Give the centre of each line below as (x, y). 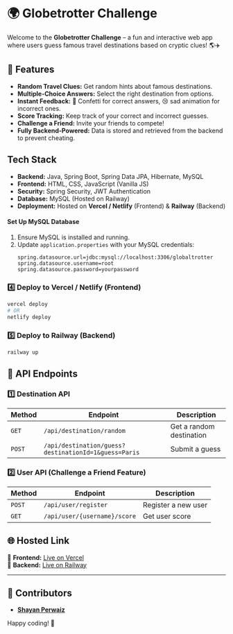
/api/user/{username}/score (90, 516)
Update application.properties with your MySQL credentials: (106, 244)
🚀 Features (31, 70)
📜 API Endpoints (43, 374)
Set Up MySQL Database (43, 222)
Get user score (167, 516)
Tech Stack (32, 160)
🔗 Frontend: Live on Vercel (46, 557)
